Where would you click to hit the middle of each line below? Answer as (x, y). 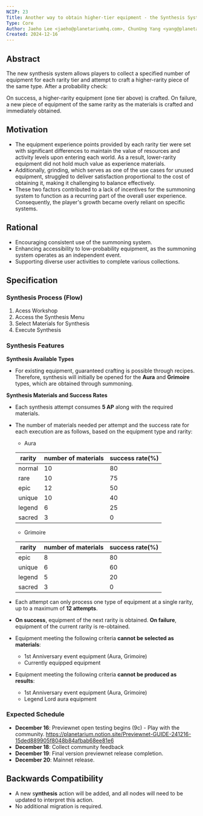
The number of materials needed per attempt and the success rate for (102, 425)
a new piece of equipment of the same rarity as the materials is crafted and (100, 104)
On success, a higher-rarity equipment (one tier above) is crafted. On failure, (101, 98)
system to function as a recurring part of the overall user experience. (101, 196)
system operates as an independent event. (68, 255)
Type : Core (20, 23)
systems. (26, 209)
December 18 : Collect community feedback (69, 746)
